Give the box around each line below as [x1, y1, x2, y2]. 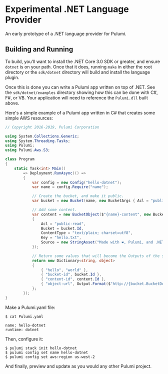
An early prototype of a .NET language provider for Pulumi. [5, 30, 126, 36]
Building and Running [5, 45, 73, 53]
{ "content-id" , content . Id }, [40, 276, 106, 282]
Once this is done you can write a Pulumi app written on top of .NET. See [5, 84, 155, 90]
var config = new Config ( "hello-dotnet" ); [31, 180, 122, 185]
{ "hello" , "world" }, [40, 267, 88, 272]
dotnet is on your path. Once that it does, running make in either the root [5, 63, 152, 69]
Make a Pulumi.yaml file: [5, 304, 55, 310]
